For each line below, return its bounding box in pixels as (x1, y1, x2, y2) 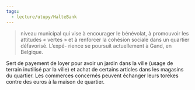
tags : (6, 8, 19, 15)
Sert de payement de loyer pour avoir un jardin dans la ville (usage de (6, 59, 173, 67)
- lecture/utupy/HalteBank (11, 14, 77, 20)
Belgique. (20, 48, 44, 55)
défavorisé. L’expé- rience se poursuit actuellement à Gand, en (20, 42, 172, 49)
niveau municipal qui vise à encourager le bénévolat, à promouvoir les (20, 30, 189, 37)
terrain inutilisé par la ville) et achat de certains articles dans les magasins (6, 66, 184, 73)
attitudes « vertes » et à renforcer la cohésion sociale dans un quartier (20, 36, 190, 43)
